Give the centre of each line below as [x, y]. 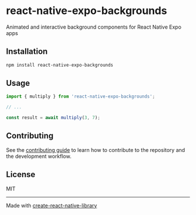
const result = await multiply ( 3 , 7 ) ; [53, 118]
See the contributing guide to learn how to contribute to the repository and [96, 150]
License [21, 174]
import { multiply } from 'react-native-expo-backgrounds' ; [81, 97]
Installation [27, 52]
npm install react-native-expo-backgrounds [60, 65]
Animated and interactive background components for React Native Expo [94, 27]
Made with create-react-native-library [52, 205]
